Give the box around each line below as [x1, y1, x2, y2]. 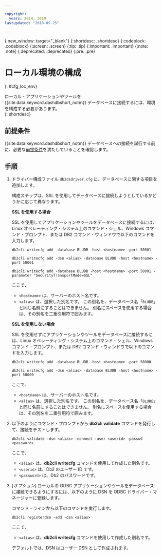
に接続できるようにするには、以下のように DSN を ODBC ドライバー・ [11, 489, 153, 495]
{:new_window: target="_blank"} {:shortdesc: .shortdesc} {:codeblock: [4, 38, 146, 44]
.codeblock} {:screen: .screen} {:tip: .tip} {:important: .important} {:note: [4, 43, 149, 49]
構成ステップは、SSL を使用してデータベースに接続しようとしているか [11, 192, 153, 198]
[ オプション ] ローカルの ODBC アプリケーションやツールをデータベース [11, 482, 154, 488]
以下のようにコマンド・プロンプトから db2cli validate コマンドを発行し [11, 420, 156, 426]
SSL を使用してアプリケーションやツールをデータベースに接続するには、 [11, 219, 157, 225]
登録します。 [36, 495, 63, 500]
